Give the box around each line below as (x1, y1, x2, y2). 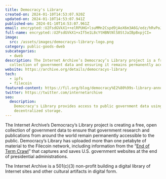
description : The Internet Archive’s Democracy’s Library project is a (5, 58, 156, 63)
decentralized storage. (14, 108, 63, 114)
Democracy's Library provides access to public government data (14, 104, 149, 109)
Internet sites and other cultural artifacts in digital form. (5, 168, 118, 174)
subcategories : (5, 48, 37, 53)
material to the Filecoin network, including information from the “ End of (5, 143, 150, 149)
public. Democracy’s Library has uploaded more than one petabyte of (5, 137, 147, 143)
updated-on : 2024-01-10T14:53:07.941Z (5, 16, 85, 21)
